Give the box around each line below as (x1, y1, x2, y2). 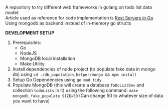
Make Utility (20, 61, 45, 66)
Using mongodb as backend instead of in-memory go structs (5, 20, 131, 26)
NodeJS (20, 50, 37, 56)
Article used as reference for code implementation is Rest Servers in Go (5, 15, 153, 20)
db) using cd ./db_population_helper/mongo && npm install (12, 71, 137, 77)
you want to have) (12, 98, 50, 104)
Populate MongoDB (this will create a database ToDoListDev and (12, 82, 144, 88)
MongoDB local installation (20, 55, 76, 61)
